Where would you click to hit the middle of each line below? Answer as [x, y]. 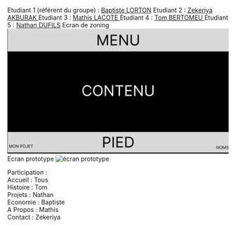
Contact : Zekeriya [34, 217]
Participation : [27, 173]
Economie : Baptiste [36, 202]
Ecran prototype [31, 159]
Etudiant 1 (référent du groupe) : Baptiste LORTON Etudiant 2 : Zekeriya [110, 10]
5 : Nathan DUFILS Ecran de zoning [58, 25]
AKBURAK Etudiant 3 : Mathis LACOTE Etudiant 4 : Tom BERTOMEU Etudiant [118, 18]
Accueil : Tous [28, 180]
